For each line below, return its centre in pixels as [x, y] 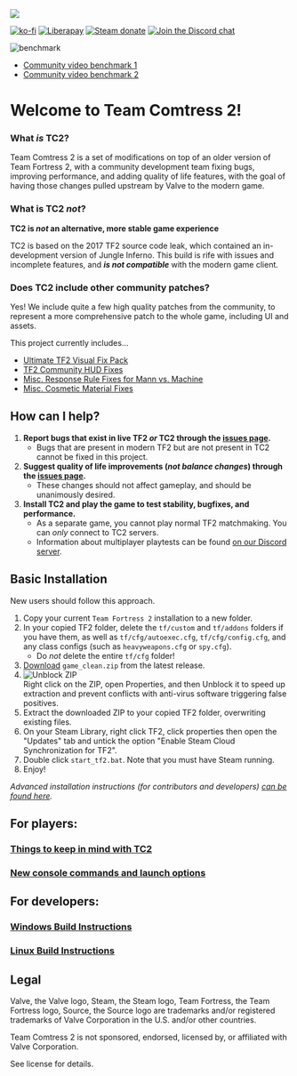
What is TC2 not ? [48, 209]
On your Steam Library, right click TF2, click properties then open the [150, 731]
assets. [23, 326]
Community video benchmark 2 [80, 74]
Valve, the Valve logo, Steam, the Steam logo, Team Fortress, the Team [140, 1000]
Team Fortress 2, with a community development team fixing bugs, [132, 167]
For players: [44, 824]
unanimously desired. [76, 494]
